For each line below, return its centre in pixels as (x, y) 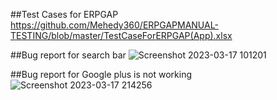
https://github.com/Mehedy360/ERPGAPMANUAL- (114, 25)
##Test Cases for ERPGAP (64, 14)
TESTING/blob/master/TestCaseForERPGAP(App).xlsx (121, 35)
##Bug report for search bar (68, 55)
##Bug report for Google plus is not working (101, 74)
